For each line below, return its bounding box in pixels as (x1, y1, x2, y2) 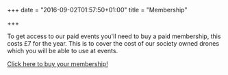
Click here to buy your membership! (7, 60, 108, 67)
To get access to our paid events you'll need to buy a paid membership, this (7, 32, 221, 40)
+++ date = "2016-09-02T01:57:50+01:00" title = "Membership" (7, 6, 188, 14)
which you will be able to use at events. (7, 47, 118, 55)
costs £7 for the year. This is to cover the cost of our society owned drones (7, 40, 220, 47)
